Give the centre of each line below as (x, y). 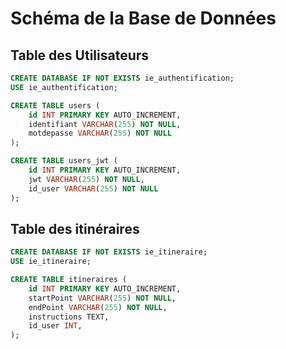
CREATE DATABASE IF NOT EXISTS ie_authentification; (122, 78)
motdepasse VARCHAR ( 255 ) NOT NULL (100, 133)
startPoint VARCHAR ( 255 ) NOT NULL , (102, 298)
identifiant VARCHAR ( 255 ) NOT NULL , (105, 124)
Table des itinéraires (75, 228)
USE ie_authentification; (64, 87)
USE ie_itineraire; (51, 262)
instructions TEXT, (69, 317)
